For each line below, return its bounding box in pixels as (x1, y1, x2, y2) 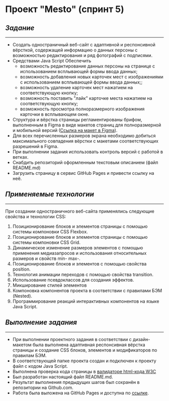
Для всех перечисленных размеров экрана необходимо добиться (12, 132, 156, 139)
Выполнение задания (5, 318, 77, 327)
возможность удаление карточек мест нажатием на (20, 85, 133, 90)
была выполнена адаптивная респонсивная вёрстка (32, 342, 145, 348)
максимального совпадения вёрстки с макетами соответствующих (12, 138, 158, 144)
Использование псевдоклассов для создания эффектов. (12, 277, 134, 283)
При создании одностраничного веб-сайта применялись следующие (5, 208, 154, 214)
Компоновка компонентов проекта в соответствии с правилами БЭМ (12, 287, 162, 293)
